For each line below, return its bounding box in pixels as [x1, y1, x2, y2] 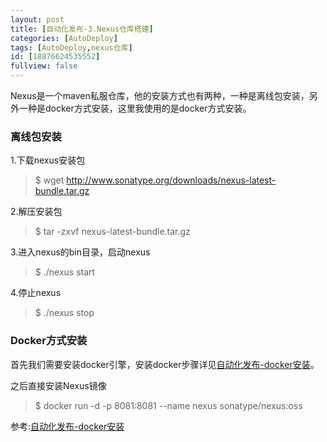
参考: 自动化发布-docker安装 [10, 420, 125, 432]
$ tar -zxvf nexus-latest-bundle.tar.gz [34, 226, 191, 238]
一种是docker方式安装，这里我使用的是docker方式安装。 [18, 102, 252, 114]
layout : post [10, 14, 65, 25]
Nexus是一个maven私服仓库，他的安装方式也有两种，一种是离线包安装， [10, 90, 310, 101]
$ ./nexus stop [34, 307, 95, 319]
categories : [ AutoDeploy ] [10, 33, 118, 43]
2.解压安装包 [10, 206, 63, 218]
